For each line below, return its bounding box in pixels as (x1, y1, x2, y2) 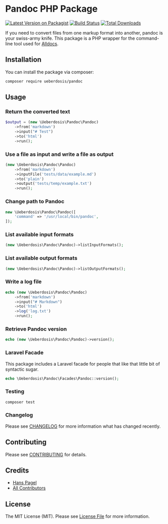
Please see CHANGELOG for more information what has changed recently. (5, 423, 161, 429)
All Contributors (12, 485, 46, 491)
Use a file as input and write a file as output (5, 151, 114, 158)
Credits (5, 466, 29, 475)
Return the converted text (5, 108, 70, 115)
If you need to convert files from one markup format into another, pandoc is (5, 30, 163, 36)
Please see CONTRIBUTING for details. (5, 451, 87, 457)
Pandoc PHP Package (5, 3, 98, 15)
